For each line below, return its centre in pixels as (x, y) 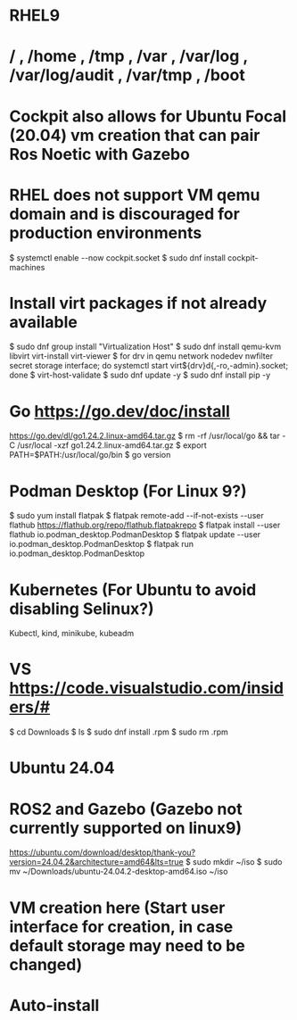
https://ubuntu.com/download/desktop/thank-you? (103, 852)
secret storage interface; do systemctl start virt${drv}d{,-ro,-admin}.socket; (148, 366)
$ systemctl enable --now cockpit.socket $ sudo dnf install (117, 257)
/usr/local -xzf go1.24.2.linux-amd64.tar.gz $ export (112, 445)
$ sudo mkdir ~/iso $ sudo (234, 862)
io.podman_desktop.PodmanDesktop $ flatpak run (102, 544)
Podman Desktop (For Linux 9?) (128, 491)
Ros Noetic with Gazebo (99, 154)
